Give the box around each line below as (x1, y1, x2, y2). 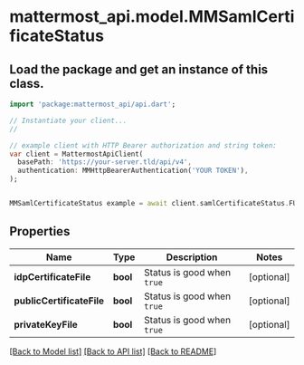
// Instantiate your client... (9, 116, 128, 125)
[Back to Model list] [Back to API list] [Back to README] (9, 346, 217, 357)
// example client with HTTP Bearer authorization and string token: (9, 140, 278, 150)
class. (9, 75, 44, 91)
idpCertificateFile (14, 270, 91, 283)
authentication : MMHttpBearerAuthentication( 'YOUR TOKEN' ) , (17, 166, 249, 176)
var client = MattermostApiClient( (9, 149, 144, 158)
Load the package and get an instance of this (9, 62, 269, 77)
